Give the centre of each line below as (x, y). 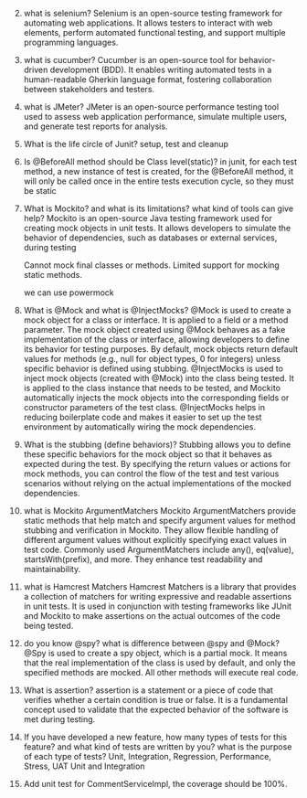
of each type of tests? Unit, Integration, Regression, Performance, (148, 756)
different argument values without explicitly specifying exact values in (155, 540)
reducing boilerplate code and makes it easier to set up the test (143, 417)
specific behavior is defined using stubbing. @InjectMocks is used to (153, 368)
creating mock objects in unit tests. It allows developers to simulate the (157, 228)
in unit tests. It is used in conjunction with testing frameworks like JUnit (157, 606)
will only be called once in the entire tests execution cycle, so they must (159, 181)
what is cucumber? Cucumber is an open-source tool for (130, 60)
